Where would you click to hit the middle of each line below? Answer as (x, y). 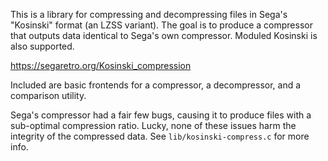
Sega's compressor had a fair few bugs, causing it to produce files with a (161, 115)
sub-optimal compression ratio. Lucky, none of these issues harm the (153, 125)
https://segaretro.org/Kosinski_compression (101, 65)
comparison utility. (48, 95)
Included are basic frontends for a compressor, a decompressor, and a (156, 85)
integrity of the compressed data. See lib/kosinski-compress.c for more (160, 136)
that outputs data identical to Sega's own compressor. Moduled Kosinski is (164, 35)
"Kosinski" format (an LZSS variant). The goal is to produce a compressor (161, 25)
